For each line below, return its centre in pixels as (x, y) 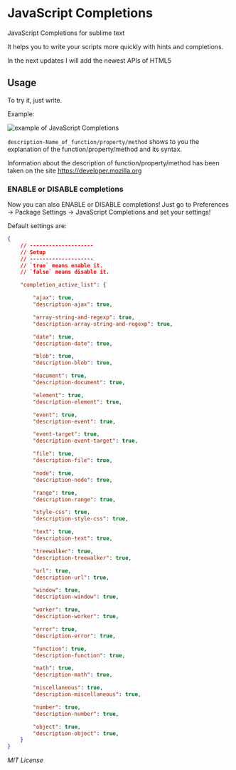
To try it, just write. (35, 100)
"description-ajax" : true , (73, 304)
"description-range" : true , (74, 499)
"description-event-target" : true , (86, 441)
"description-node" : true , (73, 480)
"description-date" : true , (73, 344)
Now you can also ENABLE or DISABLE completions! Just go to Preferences (118, 205)
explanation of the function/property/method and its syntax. (95, 149)
